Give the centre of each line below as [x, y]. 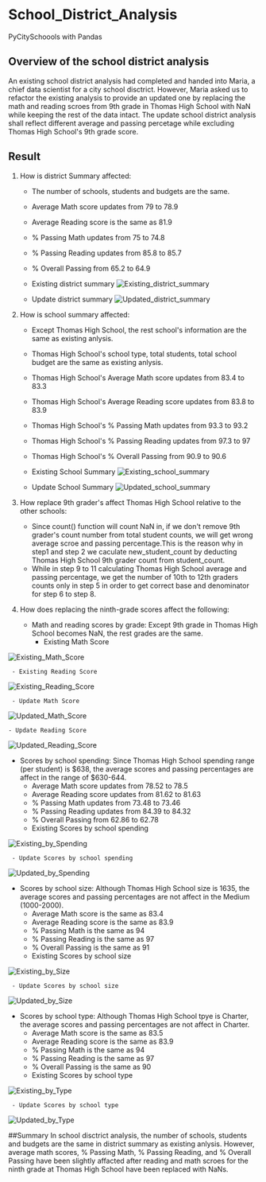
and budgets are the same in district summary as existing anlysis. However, [132, 1144]
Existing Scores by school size [81, 955]
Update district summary [72, 299]
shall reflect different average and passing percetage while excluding [121, 123]
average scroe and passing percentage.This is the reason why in [137, 543]
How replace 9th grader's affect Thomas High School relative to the [130, 502]
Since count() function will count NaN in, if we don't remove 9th [136, 526]
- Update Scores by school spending [72, 858]
